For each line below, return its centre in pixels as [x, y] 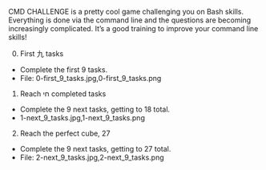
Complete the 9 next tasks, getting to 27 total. [95, 149]
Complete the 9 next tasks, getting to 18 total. [95, 109]
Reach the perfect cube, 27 [65, 133]
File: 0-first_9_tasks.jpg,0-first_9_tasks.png [91, 78]
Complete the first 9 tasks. [64, 70]
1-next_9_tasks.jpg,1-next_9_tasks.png [83, 118]
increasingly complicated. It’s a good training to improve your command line [133, 28]
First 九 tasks [42, 54]
